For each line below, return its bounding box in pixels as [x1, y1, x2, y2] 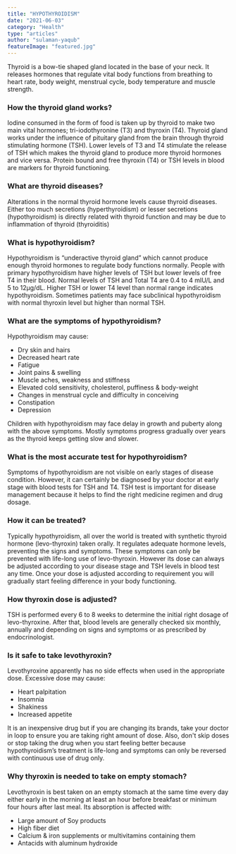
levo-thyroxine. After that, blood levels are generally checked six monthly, [7, 618, 221, 627]
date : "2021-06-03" [7, 17, 65, 24]
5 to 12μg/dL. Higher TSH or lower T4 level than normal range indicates [7, 283, 213, 291]
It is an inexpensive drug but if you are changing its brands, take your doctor [7, 724, 229, 733]
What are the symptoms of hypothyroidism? [7, 315, 161, 325]
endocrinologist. [7, 633, 55, 642]
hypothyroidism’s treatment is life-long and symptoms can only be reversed [7, 746, 227, 755]
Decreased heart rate [17, 354, 80, 362]
